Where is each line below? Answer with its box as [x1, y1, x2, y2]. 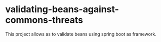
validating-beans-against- [5, 4, 119, 15]
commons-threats [5, 14, 84, 26]
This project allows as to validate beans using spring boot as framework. [5, 31, 157, 37]
